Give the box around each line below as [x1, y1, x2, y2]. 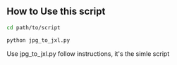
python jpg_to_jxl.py [6, 36, 71, 44]
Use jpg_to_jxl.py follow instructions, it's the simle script [6, 49, 170, 58]
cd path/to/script [6, 24, 61, 31]
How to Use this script [6, 6, 106, 17]
